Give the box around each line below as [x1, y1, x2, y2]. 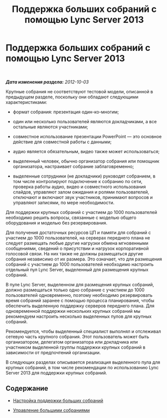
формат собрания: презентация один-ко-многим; [12, 109, 119, 115]
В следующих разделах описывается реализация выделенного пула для [5, 359, 161, 365]
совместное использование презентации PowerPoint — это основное [12, 133, 162, 139]
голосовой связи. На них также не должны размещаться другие [5, 250, 144, 256]
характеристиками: [5, 99, 47, 105]
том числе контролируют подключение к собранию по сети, [12, 178, 143, 184]
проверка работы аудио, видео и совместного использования [12, 184, 146, 190]
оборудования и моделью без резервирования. [5, 219, 108, 225]
